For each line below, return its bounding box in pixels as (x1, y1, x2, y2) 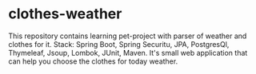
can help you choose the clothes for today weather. (8, 56, 178, 66)
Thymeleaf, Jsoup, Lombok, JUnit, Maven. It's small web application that (8, 48, 248, 57)
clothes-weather (8, 5, 122, 23)
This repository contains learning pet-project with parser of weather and (8, 31, 247, 41)
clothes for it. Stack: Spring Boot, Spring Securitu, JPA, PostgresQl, (8, 39, 230, 49)
